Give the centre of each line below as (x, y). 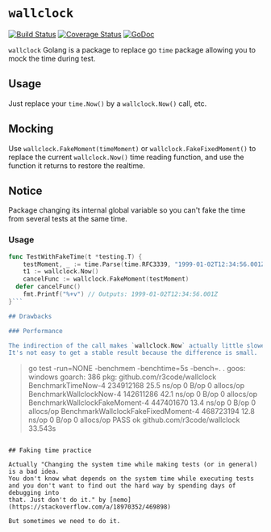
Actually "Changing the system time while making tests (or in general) (133, 465)
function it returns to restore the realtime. (77, 165)
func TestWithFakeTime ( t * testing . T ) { (75, 256)
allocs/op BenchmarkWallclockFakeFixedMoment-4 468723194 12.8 (142, 412)
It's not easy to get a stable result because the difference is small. (133, 353)
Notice (25, 190)
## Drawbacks (30, 316)
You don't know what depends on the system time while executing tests (131, 479)
